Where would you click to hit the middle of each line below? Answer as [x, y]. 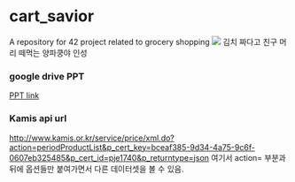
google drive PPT [47, 76]
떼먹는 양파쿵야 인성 [53, 53]
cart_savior [52, 16]
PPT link [24, 95]
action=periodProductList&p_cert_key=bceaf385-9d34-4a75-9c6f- [132, 147]
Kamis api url [38, 118]
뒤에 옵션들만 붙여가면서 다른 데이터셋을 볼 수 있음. [97, 169]
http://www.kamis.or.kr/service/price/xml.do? [92, 138]
